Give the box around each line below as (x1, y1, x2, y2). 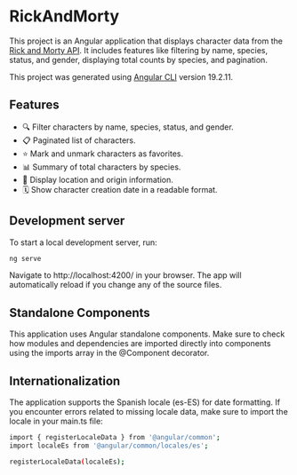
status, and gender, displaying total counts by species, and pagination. (9, 54, 269, 65)
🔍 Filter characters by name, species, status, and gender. (21, 122, 234, 132)
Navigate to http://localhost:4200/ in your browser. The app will (9, 270, 242, 281)
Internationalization (9, 373, 121, 388)
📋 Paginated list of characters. (21, 135, 136, 146)
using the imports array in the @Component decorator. (9, 348, 210, 359)
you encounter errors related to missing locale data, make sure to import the (9, 407, 289, 417)
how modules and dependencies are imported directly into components (9, 338, 271, 349)
